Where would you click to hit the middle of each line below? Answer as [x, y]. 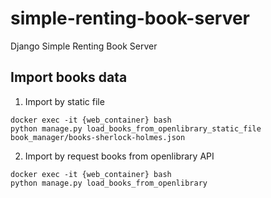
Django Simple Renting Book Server [84, 46]
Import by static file [64, 101]
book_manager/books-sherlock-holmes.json [98, 137]
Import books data [69, 77]
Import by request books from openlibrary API [119, 156]
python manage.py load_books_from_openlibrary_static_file [136, 128]
